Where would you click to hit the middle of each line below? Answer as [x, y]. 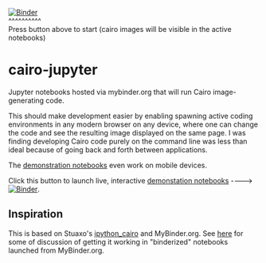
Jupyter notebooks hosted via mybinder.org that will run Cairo [110, 92]
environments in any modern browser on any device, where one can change [133, 124]
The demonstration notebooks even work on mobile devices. [108, 165]
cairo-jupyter [53, 70]
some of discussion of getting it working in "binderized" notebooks [118, 241]
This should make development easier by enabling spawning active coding [131, 116]
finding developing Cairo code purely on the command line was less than [128, 141]
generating [26, 100]
